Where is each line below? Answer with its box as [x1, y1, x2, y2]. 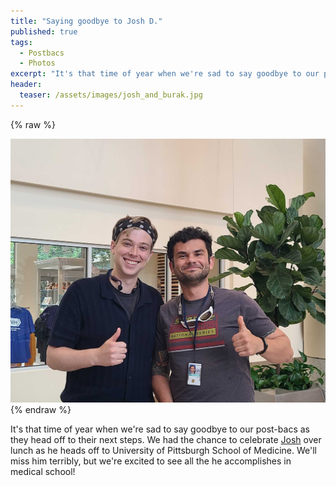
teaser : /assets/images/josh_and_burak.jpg [19, 90, 203, 100]
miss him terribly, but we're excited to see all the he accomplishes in [10, 455, 292, 467]
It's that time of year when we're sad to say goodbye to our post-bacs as [10, 423, 310, 435]
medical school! [10, 465, 76, 477]
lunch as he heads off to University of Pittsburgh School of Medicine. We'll [10, 444, 317, 456]
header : [10, 80, 43, 90]
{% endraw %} [10, 403, 72, 415]
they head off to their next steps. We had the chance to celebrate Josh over [10, 433, 322, 445]
